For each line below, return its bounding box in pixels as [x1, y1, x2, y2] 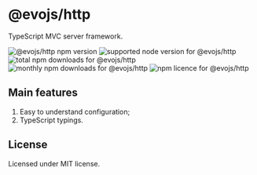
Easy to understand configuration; [19, 107, 130, 116]
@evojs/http [8, 5, 91, 24]
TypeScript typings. [19, 115, 84, 125]
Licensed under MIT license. [8, 159, 101, 168]
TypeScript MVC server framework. [8, 31, 123, 41]
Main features [8, 86, 79, 100]
